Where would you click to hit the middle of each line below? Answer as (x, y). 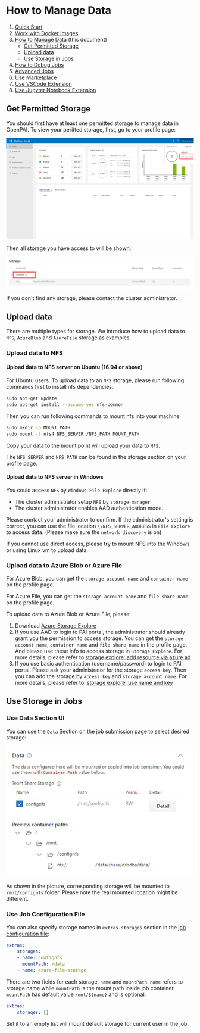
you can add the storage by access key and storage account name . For (101, 676)
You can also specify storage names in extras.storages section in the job (96, 927)
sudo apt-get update (32, 398)
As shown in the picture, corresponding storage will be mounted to (88, 886)
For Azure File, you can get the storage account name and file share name (97, 596)
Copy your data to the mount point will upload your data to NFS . (83, 445)
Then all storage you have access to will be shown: (69, 248)
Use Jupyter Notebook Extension (55, 90)
